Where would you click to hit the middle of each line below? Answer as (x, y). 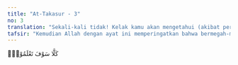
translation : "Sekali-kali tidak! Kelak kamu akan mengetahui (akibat (114, 27)
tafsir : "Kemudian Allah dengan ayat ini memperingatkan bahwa (103, 34)
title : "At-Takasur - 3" (44, 14)
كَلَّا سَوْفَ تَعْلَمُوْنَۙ (33, 54)
